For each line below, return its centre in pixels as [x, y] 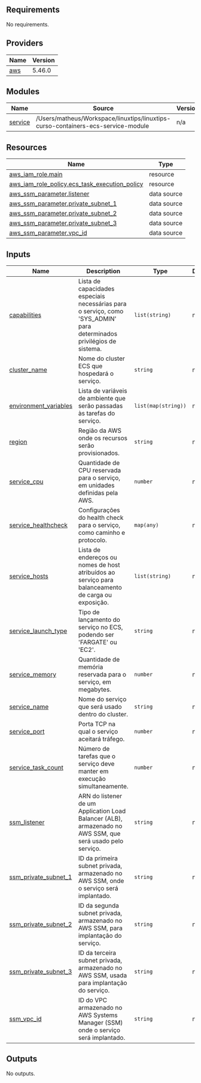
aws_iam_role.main [36, 175]
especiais [92, 297]
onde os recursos [103, 438]
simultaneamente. [103, 786]
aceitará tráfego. [101, 739]
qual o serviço [98, 732]
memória [91, 667]
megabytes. [95, 690]
